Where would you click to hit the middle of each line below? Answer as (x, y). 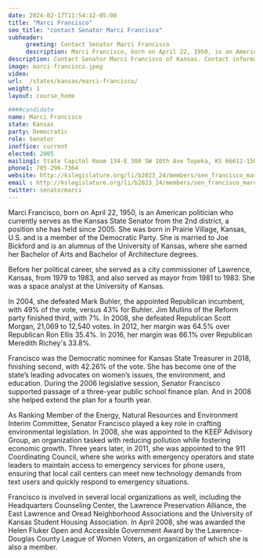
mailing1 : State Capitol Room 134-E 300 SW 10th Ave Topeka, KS (115, 161)
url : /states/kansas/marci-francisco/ (73, 81)
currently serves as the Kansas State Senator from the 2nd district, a (119, 221)
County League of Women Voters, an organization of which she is (142, 538)
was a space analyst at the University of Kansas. (86, 286)
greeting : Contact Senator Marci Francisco (97, 45)
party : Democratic (38, 132)
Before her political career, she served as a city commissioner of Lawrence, (130, 269)
